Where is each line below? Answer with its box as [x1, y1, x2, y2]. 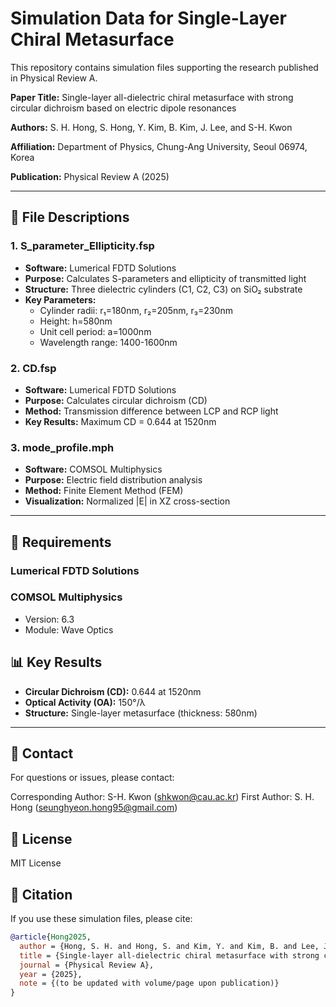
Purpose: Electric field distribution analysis [24, 474, 203, 486]
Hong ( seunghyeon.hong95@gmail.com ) [10, 802, 178, 814]
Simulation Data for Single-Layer [10, 7, 287, 30]
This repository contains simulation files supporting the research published [10, 61, 319, 73]
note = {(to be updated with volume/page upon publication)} [19, 978, 280, 989]
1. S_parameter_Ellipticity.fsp [10, 239, 155, 253]
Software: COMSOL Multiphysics [24, 463, 163, 476]
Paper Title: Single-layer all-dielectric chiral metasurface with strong [10, 91, 294, 103]
